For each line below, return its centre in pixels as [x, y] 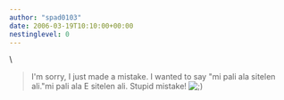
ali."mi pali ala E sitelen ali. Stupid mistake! [109, 87]
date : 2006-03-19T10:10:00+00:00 [71, 26]
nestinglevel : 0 [39, 34]
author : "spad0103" [46, 17]
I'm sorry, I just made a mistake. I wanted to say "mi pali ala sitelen [153, 77]
